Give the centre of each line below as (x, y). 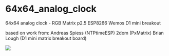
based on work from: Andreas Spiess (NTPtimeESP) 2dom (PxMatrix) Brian (85, 33)
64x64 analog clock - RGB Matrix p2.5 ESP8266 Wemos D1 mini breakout (83, 23)
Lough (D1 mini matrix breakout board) (46, 38)
